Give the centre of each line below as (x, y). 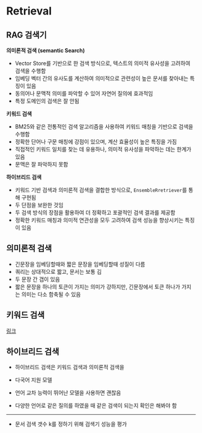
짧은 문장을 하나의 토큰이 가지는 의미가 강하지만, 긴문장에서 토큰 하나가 (97, 286)
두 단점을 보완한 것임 (39, 205)
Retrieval (29, 11)
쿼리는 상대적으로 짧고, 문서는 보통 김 (58, 271)
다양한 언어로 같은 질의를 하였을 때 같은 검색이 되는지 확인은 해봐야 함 (96, 406)
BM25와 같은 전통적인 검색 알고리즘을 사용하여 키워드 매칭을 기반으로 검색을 (104, 127)
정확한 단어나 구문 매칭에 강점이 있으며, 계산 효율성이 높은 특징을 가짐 (96, 142)
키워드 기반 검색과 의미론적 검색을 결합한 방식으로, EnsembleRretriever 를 (101, 190)
